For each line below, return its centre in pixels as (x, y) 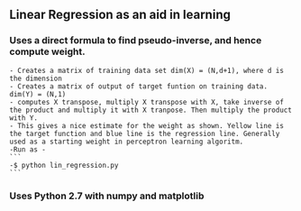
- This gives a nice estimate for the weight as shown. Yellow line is (146, 125)
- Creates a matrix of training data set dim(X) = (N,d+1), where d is (146, 70)
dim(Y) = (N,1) (38, 94)
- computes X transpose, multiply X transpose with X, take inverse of (146, 102)
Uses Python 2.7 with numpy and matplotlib (107, 196)
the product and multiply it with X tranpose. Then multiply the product (151, 110)
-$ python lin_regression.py (64, 165)
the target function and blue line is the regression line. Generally (145, 133)
